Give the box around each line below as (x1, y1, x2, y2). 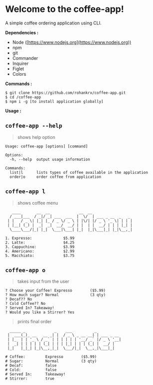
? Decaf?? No (5, 297, 32, 302)
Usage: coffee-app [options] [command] (5, 143, 88, 149)
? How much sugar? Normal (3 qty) (5, 292, 106, 297)
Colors (12, 71, 26, 77)
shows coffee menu (17, 200, 58, 206)
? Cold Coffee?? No (5, 301, 46, 306)
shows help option (17, 134, 56, 140)
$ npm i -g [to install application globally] (5, 99, 104, 104)
